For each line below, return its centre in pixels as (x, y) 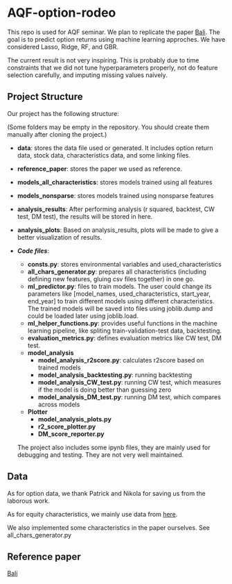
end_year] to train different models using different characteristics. (121, 301)
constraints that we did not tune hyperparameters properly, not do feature (113, 67)
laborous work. (29, 501)
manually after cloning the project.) (57, 134)
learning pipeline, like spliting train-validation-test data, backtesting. (125, 331)
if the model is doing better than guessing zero (105, 390)
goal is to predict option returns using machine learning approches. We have (116, 39)
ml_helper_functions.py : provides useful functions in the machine (123, 323)
